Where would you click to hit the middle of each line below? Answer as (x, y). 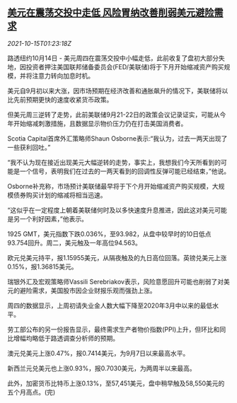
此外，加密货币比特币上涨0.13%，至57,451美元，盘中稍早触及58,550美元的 (116, 383)
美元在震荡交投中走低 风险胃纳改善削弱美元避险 (111, 13)
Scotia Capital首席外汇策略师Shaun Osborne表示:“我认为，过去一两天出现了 (117, 138)
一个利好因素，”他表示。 (54, 218)
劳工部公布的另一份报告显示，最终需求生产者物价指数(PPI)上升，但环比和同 (117, 329)
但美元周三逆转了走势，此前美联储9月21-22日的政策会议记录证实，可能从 (114, 115)
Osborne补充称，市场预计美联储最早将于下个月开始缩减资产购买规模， (110, 186)
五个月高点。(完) (31, 392)
